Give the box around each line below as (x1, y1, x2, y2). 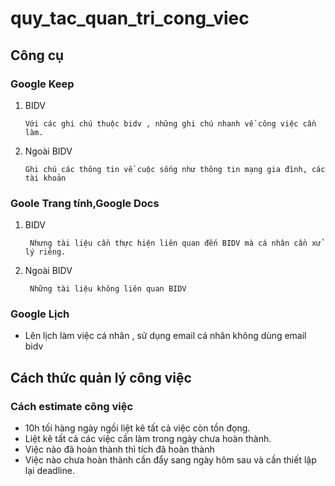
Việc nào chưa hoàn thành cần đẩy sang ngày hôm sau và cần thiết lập (24, 454, 317, 466)
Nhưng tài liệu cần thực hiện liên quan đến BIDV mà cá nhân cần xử (29, 238, 322, 249)
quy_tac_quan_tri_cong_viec (10, 7, 250, 30)
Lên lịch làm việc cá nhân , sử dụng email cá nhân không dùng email (24, 330, 307, 342)
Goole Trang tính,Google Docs (10, 196, 160, 210)
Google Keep (10, 77, 75, 91)
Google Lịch (10, 307, 70, 321)
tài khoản (24, 173, 67, 183)
